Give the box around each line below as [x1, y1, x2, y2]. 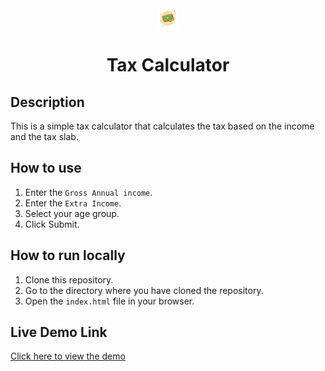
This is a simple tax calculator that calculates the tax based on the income [10, 120, 315, 132]
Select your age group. [24, 207, 120, 219]
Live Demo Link [10, 324, 108, 341]
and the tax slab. [10, 131, 79, 142]
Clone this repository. [24, 273, 114, 286]
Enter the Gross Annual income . [24, 186, 153, 198]
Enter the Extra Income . [24, 197, 122, 209]
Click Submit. [24, 218, 80, 230]
